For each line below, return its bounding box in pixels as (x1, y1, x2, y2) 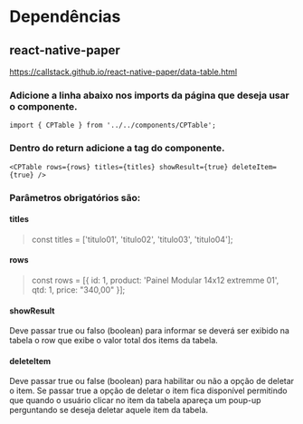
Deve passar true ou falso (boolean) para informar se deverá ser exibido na (9, 325, 289, 336)
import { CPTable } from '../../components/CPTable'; (9, 120, 217, 130)
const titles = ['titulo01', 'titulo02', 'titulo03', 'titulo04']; (31, 234, 233, 245)
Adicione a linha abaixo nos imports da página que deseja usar (9, 89, 289, 101)
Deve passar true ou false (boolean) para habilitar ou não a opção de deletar (9, 376, 295, 387)
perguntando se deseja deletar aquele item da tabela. (9, 405, 209, 416)
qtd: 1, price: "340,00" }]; (31, 284, 126, 295)
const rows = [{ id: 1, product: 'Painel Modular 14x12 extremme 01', (31, 275, 279, 285)
